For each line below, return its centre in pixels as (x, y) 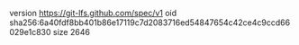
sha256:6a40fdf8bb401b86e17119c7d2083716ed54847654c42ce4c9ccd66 (150, 22)
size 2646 (71, 32)
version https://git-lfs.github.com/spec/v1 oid (93, 13)
